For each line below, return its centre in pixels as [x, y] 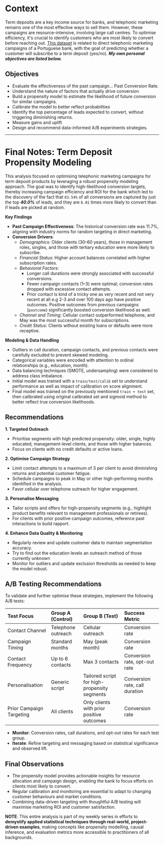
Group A [61, 613]
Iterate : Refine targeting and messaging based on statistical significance [85, 743]
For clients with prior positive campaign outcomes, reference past [78, 518]
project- [139, 822]
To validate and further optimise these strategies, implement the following [79, 596]
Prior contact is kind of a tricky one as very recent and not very [90, 294]
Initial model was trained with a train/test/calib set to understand [80, 381]
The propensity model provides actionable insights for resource [76, 776]
